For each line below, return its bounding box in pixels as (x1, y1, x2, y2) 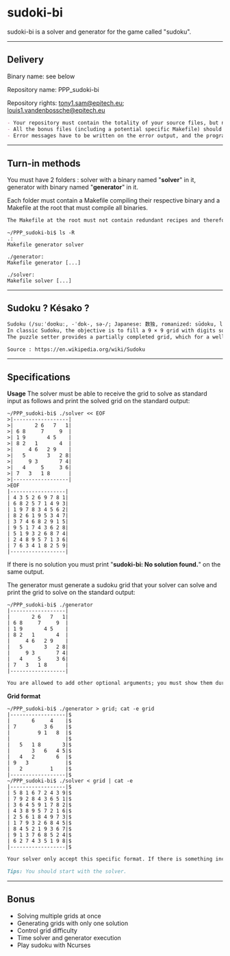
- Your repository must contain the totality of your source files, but (7, 119, 219, 126)
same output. (7, 568, 44, 576)
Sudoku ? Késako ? (7, 302, 90, 314)
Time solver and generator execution (16, 933, 122, 942)
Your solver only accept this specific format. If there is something (7, 856, 213, 863)
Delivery (7, 54, 44, 66)
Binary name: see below (7, 72, 75, 80)
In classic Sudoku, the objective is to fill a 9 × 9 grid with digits (7, 327, 216, 334)
